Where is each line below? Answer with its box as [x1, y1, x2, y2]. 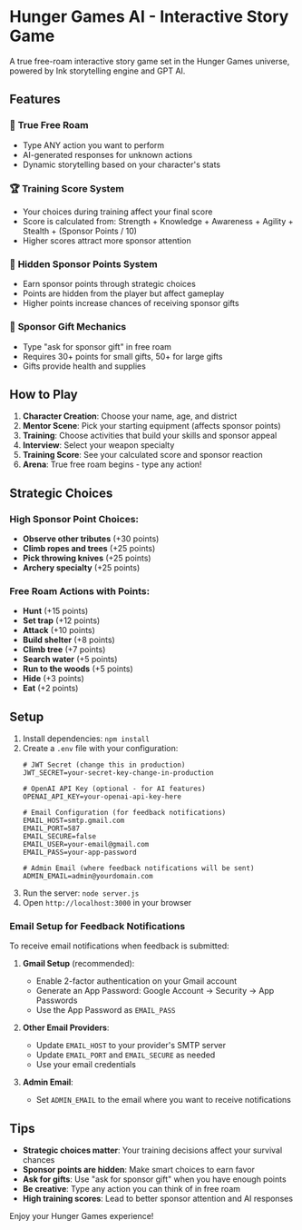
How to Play [9, 386, 79, 402]
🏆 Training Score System [9, 182, 124, 194]
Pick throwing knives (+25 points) [22, 552, 151, 564]
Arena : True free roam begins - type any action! [22, 459, 202, 470]
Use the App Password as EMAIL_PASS [35, 1005, 176, 1016]
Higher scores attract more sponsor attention [22, 234, 192, 246]
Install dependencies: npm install [22, 733, 150, 744]
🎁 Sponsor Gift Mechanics [9, 321, 127, 333]
